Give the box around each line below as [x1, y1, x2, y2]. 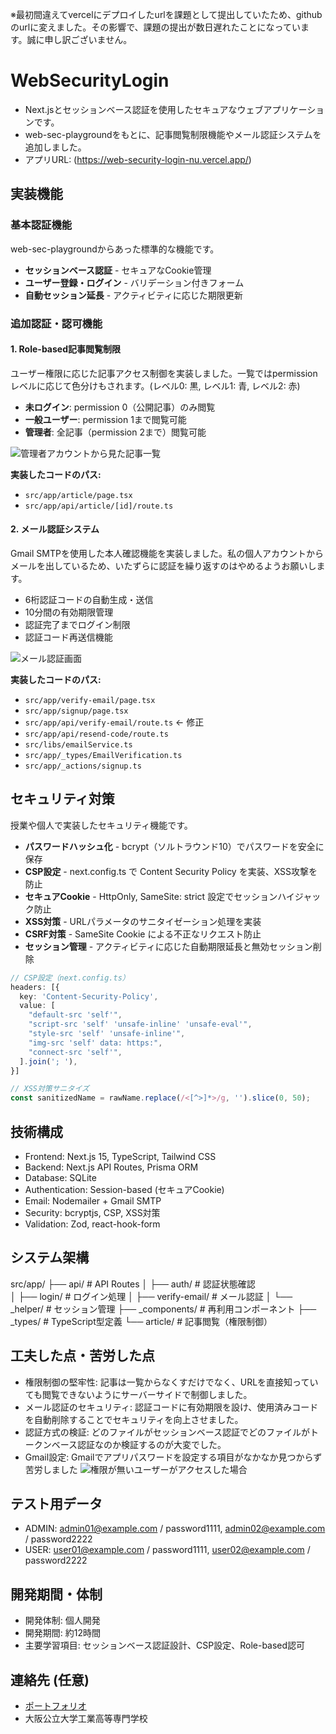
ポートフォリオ [24, 1700, 87, 1712]
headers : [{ [10, 982, 60, 992]
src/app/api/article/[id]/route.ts [24, 501, 174, 511]
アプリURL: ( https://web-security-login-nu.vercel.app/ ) [24, 153, 252, 165]
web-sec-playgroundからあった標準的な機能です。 [10, 243, 220, 255]
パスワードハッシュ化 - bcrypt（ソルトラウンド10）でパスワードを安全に [24, 840, 325, 852]
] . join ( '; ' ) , [19, 1056, 78, 1067]
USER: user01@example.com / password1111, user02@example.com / [24, 1544, 311, 1556]
